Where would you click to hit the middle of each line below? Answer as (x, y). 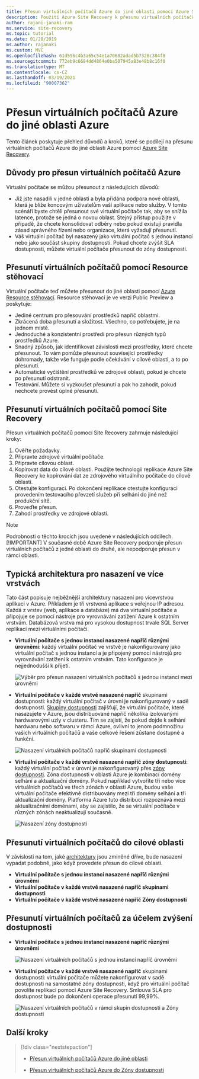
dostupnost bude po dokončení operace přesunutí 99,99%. (87, 996)
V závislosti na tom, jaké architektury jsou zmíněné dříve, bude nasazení (94, 857)
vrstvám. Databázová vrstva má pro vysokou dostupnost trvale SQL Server (97, 623)
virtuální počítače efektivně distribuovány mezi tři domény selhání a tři (100, 793)
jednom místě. (32, 328)
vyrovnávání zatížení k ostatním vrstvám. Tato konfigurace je (89, 659)
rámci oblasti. (23, 555)
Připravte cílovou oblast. (44, 463)
